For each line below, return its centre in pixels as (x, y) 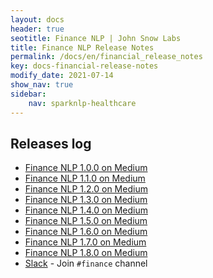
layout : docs (37, 19)
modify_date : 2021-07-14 (62, 76)
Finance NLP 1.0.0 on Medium (86, 168)
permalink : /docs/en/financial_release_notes (106, 57)
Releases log (51, 143)
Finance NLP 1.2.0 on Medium (86, 189)
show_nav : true (42, 85)
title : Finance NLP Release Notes (82, 47)
